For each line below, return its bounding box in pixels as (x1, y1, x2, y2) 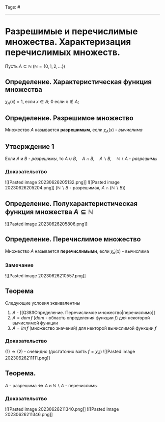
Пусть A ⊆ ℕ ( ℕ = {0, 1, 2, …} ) (5, 63, 65, 69)
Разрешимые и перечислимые (5, 26, 138, 37)
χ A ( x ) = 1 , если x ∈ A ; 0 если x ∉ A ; (5, 98, 80, 105)
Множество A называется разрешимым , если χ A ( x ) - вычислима (5, 127, 143, 134)
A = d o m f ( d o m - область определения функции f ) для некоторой (12, 315, 150, 320)
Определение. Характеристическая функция (5, 78, 152, 86)
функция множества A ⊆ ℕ (5, 208, 93, 216)
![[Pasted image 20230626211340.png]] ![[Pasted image (5, 406, 119, 412)
